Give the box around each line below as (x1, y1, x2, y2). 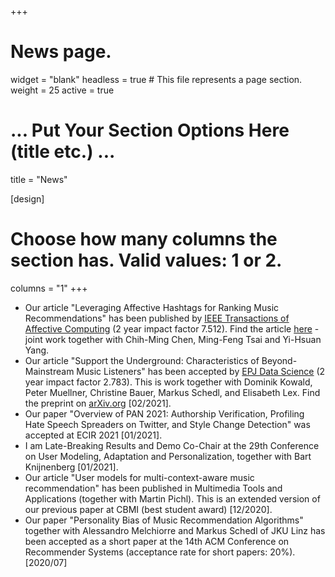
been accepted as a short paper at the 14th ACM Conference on (24, 535, 290, 547)
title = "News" (10, 173, 68, 185)
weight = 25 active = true (10, 84, 115, 96)
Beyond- (261, 354, 298, 366)
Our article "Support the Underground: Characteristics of (24, 354, 260, 366)
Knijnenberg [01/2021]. (24, 461, 119, 473)
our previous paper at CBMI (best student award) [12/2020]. (24, 503, 273, 515)
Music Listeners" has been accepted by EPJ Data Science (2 (76, 365, 326, 377)
